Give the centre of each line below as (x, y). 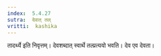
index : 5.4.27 (29, 13)
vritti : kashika (32, 26)
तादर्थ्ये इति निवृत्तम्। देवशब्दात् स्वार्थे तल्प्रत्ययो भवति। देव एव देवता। (81, 46)
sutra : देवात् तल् (29, 20)
